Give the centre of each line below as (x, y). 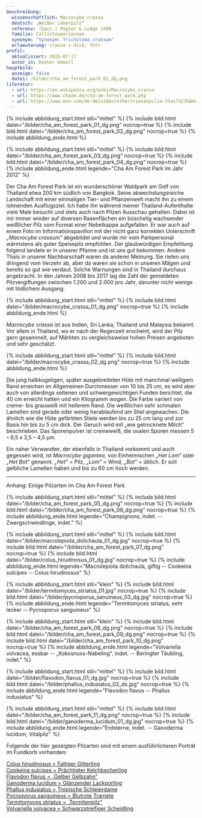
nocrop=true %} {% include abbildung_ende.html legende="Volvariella (94, 647)
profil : (16, 51)
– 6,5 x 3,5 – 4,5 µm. (31, 437)
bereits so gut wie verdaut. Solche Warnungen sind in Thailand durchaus (96, 269)
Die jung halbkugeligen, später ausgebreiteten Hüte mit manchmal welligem (100, 380)
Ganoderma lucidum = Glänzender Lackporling (64, 783)
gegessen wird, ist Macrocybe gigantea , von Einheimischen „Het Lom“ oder (100, 455)
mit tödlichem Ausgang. (35, 288)
